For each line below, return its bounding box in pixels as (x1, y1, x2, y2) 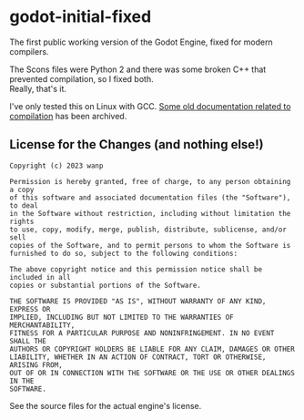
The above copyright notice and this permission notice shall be (9, 264, 262, 274)
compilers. (9, 46, 49, 56)
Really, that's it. (9, 83, 66, 94)
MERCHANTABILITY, (9, 321, 76, 330)
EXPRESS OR (9, 304, 51, 313)
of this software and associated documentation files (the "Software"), (9, 193, 291, 202)
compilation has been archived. (9, 110, 127, 121)
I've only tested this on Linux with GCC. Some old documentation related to (9, 100, 291, 111)
